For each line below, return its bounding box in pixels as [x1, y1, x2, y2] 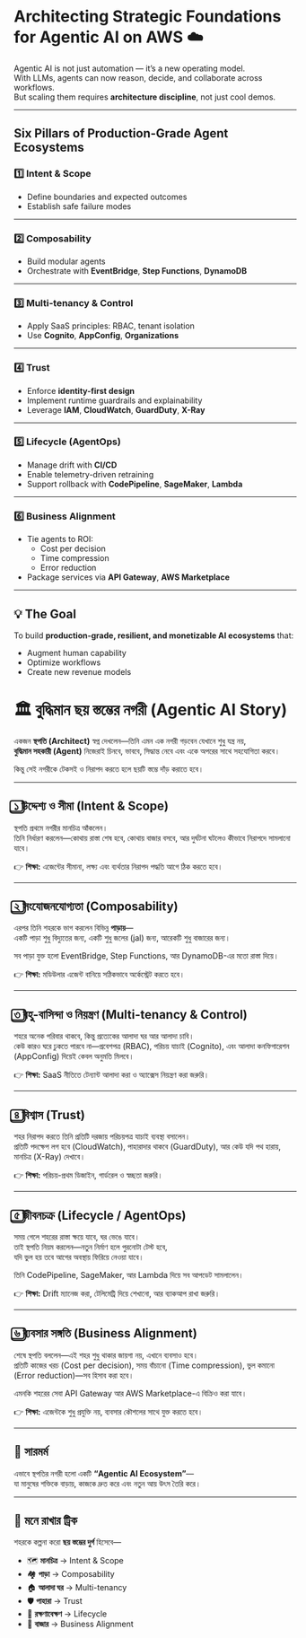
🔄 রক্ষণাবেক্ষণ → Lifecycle [26, 1608, 108, 1619]
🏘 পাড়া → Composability [26, 1569, 115, 1580]
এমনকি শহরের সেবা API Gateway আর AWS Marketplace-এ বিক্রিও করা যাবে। [13, 1388, 248, 1398]
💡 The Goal [13, 606, 76, 621]
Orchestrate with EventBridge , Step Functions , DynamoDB [26, 265, 248, 276]
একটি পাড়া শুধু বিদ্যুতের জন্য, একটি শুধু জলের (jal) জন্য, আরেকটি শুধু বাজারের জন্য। [13, 933, 232, 943]
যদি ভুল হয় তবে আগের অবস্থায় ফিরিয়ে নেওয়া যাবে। [13, 1251, 144, 1262]
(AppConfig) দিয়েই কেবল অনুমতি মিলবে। [13, 1051, 135, 1062]
